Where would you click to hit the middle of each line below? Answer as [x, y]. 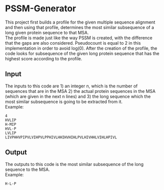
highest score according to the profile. [44, 58]
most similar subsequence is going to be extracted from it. [64, 102]
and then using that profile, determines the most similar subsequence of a [80, 27]
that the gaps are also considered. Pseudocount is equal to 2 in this [73, 43]
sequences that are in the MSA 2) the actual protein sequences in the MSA [80, 91]
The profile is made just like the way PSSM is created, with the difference [79, 38]
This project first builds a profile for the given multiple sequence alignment [80, 22]
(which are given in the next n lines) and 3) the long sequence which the [78, 96]
